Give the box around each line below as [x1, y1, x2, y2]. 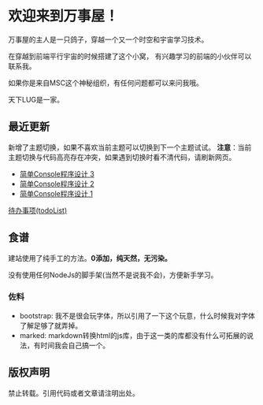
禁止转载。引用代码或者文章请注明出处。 [8, 388, 139, 398]
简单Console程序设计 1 [19, 188, 93, 198]
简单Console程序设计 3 [19, 169, 94, 178]
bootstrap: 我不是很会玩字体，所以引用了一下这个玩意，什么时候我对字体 [19, 310, 256, 320]
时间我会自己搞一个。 [40, 340, 110, 350]
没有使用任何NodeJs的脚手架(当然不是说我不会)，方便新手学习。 [8, 269, 218, 280]
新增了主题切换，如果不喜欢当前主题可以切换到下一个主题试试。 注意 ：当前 [8, 143, 252, 152]
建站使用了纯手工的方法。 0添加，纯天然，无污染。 [8, 253, 172, 262]
